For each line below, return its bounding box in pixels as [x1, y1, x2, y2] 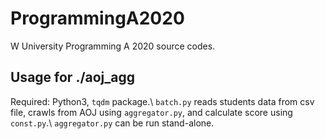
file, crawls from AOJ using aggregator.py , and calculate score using [10, 106, 293, 118]
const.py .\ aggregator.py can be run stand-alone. [10, 117, 215, 129]
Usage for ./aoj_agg [10, 69, 136, 86]
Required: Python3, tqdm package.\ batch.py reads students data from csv [10, 95, 315, 107]
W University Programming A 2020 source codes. [10, 40, 216, 52]
